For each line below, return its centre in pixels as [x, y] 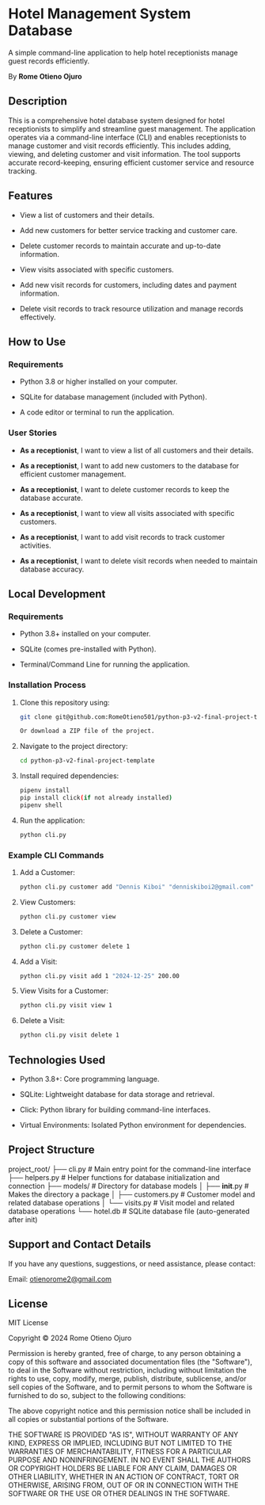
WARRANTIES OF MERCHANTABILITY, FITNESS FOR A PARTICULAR [120, 1452]
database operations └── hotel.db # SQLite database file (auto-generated [129, 1211]
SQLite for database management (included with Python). [113, 397]
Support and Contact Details [80, 1245]
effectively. [38, 317]
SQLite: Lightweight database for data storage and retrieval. [117, 1094]
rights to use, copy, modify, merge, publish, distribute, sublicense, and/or [127, 1379]
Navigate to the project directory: [74, 747]
